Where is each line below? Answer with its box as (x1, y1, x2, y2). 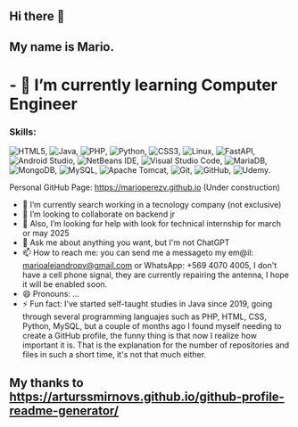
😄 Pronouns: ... (21, 289, 80, 300)
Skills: (9, 126, 37, 138)
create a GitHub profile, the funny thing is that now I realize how (21, 331, 257, 341)
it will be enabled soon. (21, 279, 108, 290)
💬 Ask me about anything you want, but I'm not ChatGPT (21, 237, 230, 248)
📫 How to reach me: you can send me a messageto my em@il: (21, 247, 254, 259)
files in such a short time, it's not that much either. (21, 349, 207, 360)
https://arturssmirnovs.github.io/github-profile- (9, 389, 286, 404)
